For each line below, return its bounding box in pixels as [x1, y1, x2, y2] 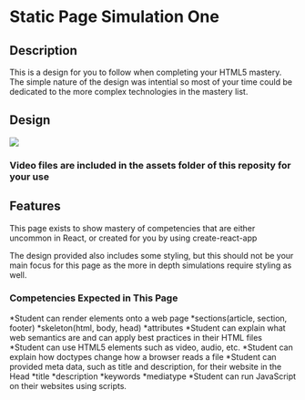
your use [9, 170, 50, 183]
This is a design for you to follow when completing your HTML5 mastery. [9, 67, 282, 77]
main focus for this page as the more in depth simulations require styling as [9, 260, 292, 271]
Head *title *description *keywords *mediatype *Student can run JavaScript [9, 371, 297, 382]
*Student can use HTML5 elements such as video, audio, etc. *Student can [9, 342, 293, 353]
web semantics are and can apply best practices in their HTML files [9, 332, 262, 343]
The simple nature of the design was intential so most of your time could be [9, 77, 293, 87]
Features [9, 199, 61, 214]
